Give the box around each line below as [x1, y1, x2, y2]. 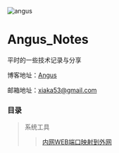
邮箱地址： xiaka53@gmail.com [7, 86, 97, 94]
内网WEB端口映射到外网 [42, 138, 112, 147]
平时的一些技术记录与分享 [7, 55, 82, 64]
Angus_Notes [7, 32, 89, 47]
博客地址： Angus [7, 71, 58, 79]
